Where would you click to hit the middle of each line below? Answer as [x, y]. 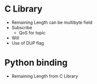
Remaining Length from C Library [45, 76]
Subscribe [22, 27]
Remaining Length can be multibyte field [52, 22]
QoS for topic [32, 33]
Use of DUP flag [28, 43]
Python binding [36, 63]
